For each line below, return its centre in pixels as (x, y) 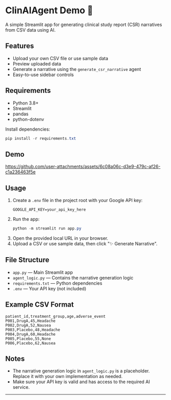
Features (20, 46)
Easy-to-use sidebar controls (43, 74)
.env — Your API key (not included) (49, 288)
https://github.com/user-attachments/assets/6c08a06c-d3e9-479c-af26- (83, 167)
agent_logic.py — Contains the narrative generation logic (73, 278)
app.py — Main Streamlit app (43, 272)
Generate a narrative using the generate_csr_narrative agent (77, 69)
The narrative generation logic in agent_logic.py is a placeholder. (81, 371)
